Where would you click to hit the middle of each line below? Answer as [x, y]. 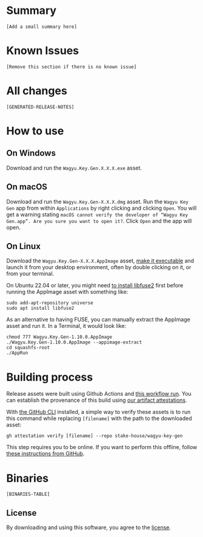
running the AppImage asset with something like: [67, 292]
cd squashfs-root [28, 348]
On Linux [24, 246]
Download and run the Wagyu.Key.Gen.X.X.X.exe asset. [74, 168]
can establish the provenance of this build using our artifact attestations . [97, 400]
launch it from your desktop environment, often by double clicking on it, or [99, 267]
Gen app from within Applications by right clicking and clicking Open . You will [101, 208]
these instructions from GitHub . [45, 454]
